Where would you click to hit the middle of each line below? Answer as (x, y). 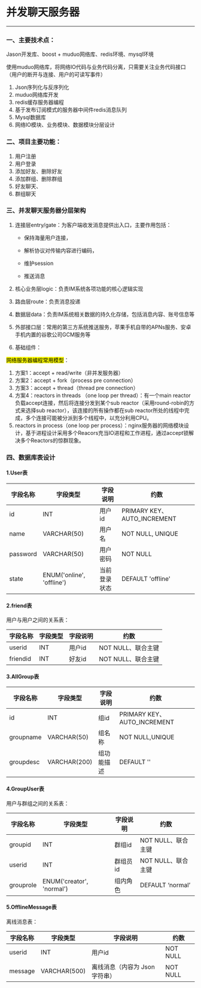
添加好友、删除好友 (39, 171)
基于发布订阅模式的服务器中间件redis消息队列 (71, 110)
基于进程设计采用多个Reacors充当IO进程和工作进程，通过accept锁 (107, 432)
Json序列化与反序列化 (42, 87)
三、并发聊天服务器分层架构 (46, 211)
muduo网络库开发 (36, 95)
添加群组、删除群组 (39, 178)
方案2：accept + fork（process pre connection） (75, 380)
